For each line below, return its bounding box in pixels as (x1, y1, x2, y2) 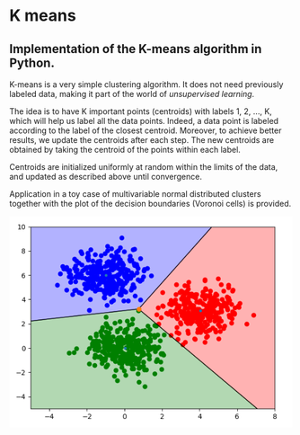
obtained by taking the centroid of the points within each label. (9, 145, 241, 155)
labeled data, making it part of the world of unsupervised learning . (9, 89, 255, 99)
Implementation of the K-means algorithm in (9, 41, 262, 57)
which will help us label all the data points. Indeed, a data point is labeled (9, 116, 279, 126)
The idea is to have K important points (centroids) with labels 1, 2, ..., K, (9, 106, 272, 117)
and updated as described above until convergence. (9, 172, 202, 182)
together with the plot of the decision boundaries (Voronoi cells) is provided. (9, 199, 292, 209)
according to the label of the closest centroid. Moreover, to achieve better (9, 125, 282, 136)
